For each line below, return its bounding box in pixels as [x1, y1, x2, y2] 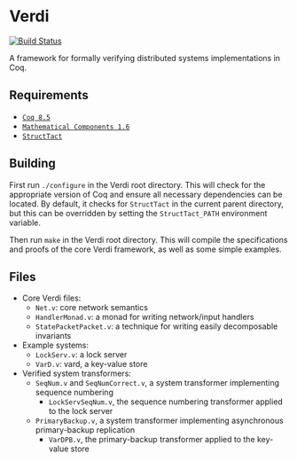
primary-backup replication [35, 425, 136, 435]
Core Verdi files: [21, 293, 82, 303]
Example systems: [21, 340, 89, 351]
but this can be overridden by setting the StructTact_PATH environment [9, 207, 268, 218]
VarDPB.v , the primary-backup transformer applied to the [48, 434, 255, 445]
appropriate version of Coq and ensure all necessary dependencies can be [9, 189, 283, 199]
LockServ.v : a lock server [35, 349, 128, 360]
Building [9, 156, 56, 171]
